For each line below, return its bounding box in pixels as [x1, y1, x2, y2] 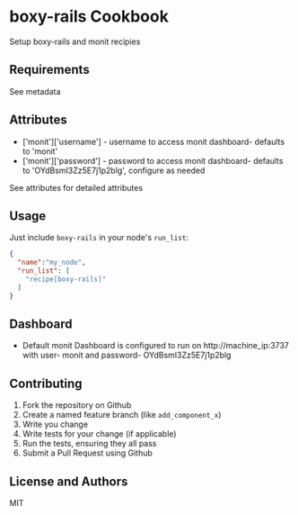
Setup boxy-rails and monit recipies [9, 36, 141, 47]
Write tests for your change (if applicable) [22, 429, 177, 439]
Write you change [22, 419, 88, 429]
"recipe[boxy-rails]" [25, 275, 106, 284]
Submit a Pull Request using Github [22, 447, 153, 458]
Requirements [9, 62, 90, 77]
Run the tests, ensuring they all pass [22, 438, 157, 449]
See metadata [9, 86, 61, 96]
